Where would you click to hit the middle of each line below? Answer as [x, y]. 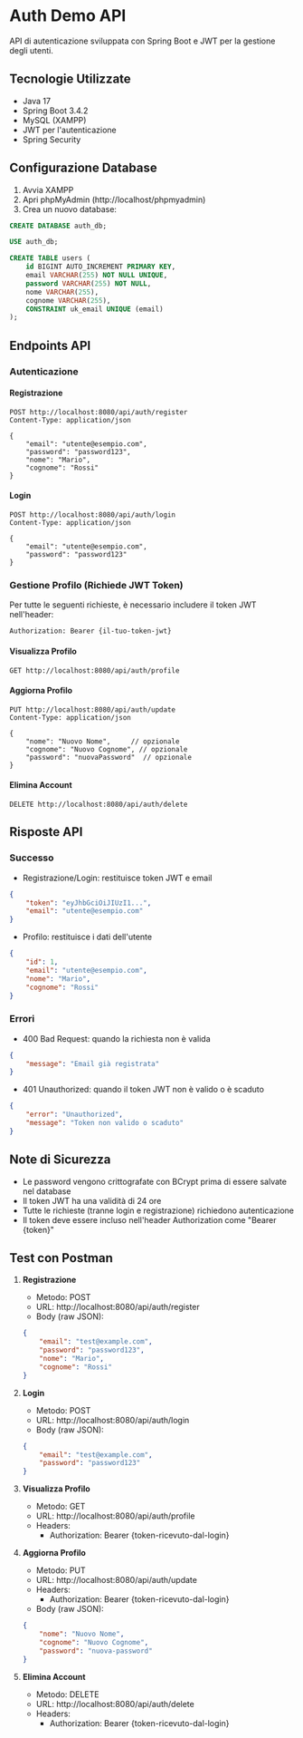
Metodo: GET [61, 1507]
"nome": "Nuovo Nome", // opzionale [103, 741]
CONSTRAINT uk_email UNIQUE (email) [95, 309]
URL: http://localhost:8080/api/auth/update [116, 1580]
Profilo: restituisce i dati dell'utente [87, 937]
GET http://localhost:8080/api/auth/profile [95, 670]
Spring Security [52, 139]
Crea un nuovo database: [70, 209]
